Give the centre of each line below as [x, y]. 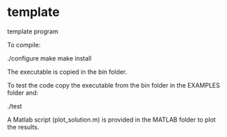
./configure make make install [49, 58]
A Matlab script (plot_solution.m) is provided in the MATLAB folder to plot [112, 120]
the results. [23, 127]
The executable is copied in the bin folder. [67, 72]
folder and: [23, 92]
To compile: [24, 45]
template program [33, 31]
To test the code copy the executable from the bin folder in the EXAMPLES [113, 85]
